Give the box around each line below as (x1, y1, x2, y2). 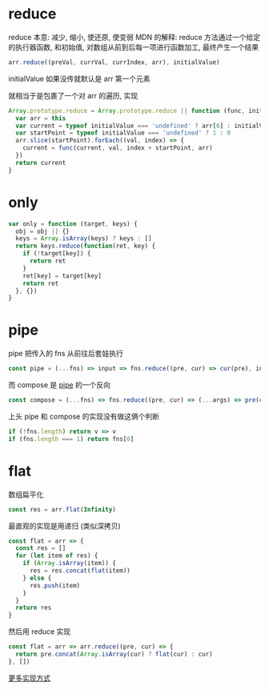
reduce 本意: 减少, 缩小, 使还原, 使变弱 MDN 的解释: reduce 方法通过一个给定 (8, 32, 261, 42)
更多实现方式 (8, 673, 50, 683)
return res (15, 604, 52, 612)
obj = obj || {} (15, 227, 70, 235)
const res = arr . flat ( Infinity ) (8, 505, 116, 513)
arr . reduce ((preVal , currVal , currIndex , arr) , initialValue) (8, 58, 220, 66)
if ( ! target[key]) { (22, 250, 91, 258)
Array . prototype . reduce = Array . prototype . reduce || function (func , (8, 106, 246, 114)
